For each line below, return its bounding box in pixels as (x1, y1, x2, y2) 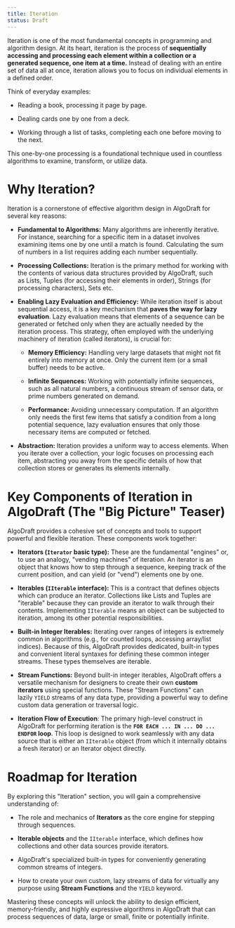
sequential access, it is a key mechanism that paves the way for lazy (17, 305, 217, 314)
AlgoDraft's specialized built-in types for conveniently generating (17, 856, 206, 864)
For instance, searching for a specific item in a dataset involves (17, 233, 200, 241)
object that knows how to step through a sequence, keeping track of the (17, 563, 227, 572)
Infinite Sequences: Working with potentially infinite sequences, (27, 377, 215, 385)
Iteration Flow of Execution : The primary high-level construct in (17, 714, 203, 723)
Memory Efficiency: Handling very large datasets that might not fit (27, 349, 221, 357)
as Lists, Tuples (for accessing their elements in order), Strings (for (17, 276, 211, 285)
